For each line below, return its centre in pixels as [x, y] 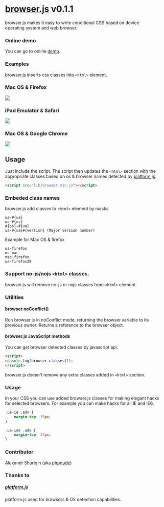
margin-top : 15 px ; [33, 417]
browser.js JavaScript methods [38, 336]
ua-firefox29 [18, 262]
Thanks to [17, 476]
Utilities [14, 297]
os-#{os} [14, 222]
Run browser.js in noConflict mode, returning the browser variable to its [77, 320]
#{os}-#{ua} [17, 226]
